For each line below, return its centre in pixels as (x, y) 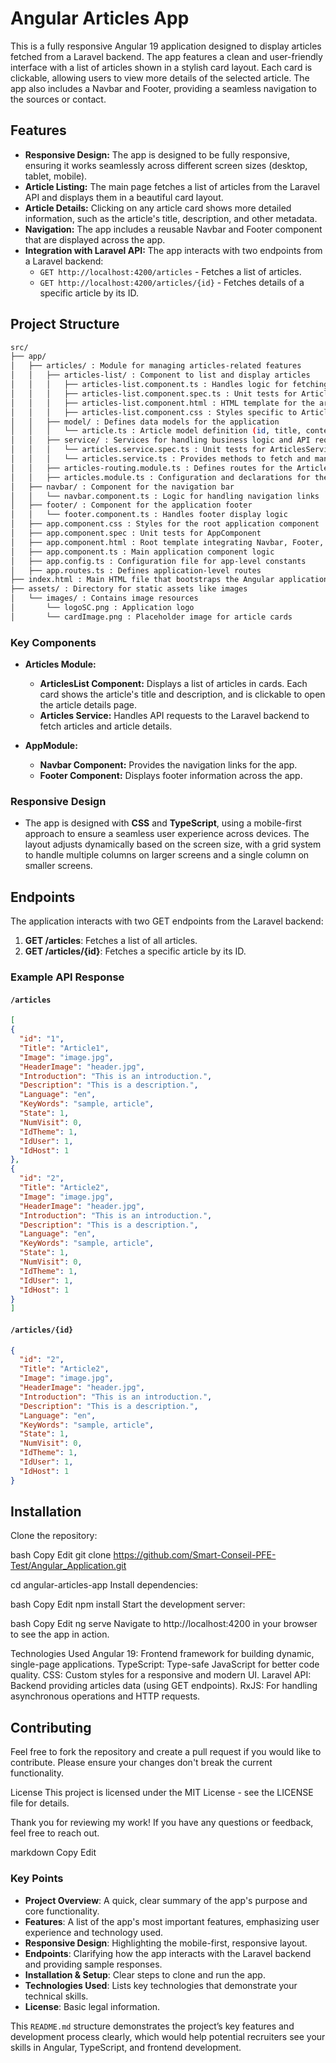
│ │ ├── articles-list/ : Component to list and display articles (160, 375)
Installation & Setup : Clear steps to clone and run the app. (145, 1974)
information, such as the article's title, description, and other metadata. (171, 218)
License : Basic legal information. (92, 2006)
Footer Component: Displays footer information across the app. (171, 776)
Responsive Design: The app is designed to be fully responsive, (157, 154)
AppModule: (51, 746)
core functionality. (62, 1911)
